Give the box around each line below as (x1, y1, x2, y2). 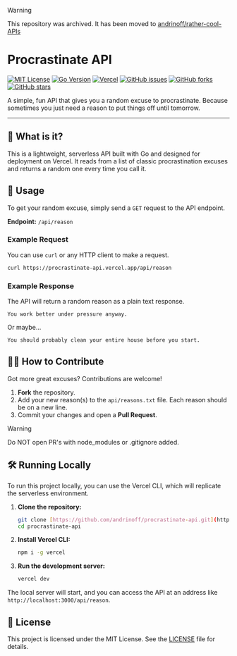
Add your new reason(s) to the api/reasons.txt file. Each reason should (17, 395, 227, 404)
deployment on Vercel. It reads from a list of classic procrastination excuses (7, 156, 228, 165)
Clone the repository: (17, 502, 82, 511)
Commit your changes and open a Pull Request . (17, 410, 157, 419)
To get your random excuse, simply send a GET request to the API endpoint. (7, 204, 226, 212)
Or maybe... (7, 323, 42, 332)
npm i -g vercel (17, 549, 66, 556)
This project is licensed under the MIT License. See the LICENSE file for (7, 634, 216, 643)
